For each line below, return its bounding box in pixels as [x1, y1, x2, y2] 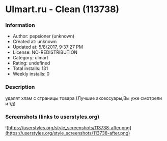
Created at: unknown [12, 39, 57, 45]
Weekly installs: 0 [12, 71, 50, 77]
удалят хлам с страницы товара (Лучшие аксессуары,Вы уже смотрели [5, 95, 162, 101]
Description [5, 84, 35, 91]
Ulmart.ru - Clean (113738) [5, 4, 120, 15]
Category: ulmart [12, 55, 48, 61]
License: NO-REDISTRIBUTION [12, 49, 78, 55]
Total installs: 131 [12, 65, 48, 72]
